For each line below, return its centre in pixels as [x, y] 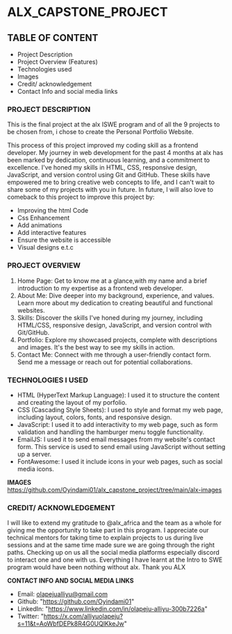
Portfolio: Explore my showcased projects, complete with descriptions [117, 340]
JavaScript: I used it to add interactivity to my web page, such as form [117, 424]
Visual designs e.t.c [45, 247]
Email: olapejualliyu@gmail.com [63, 594]
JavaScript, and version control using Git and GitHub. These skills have [109, 175]
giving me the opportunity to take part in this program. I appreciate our [108, 530]
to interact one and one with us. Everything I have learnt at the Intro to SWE [115, 560]
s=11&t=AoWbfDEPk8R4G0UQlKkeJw [71, 624]
